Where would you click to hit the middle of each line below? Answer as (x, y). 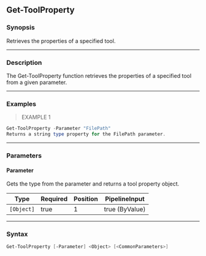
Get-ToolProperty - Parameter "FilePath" (59, 129)
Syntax (17, 234)
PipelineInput (125, 199)
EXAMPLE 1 (36, 117)
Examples (21, 104)
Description (24, 62)
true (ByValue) (125, 209)
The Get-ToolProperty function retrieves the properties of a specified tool (99, 75)
